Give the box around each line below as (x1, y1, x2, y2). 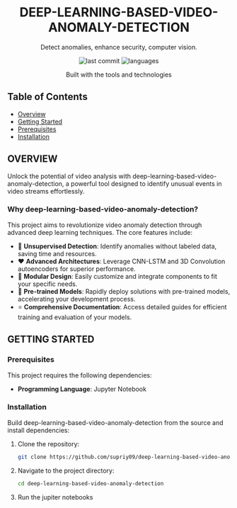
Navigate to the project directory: (17, 466, 115, 475)
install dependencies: (7, 426, 69, 434)
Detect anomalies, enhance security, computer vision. (40, 43, 198, 51)
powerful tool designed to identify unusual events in (70, 179, 222, 188)
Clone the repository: (17, 439, 80, 448)
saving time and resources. (17, 249, 97, 258)
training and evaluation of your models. (17, 313, 132, 321)
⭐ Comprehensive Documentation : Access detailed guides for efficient (17, 302, 227, 311)
